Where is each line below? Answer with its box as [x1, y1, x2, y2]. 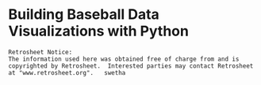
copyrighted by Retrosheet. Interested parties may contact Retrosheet [8, 61, 254, 70]
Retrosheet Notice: [8, 48, 73, 56]
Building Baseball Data [8, 6, 160, 24]
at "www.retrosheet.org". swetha [8, 68, 126, 76]
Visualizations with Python [8, 22, 189, 40]
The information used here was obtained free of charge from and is [8, 55, 240, 63]
